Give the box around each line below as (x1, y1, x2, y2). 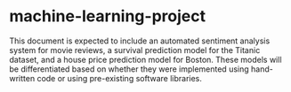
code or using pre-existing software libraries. (36, 73, 203, 83)
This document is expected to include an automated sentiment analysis (9, 35, 271, 46)
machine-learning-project (9, 6, 206, 27)
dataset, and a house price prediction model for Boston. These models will (9, 54, 282, 65)
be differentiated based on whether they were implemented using (9, 64, 249, 74)
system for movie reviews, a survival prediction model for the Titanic (9, 44, 261, 55)
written (9, 73, 36, 83)
